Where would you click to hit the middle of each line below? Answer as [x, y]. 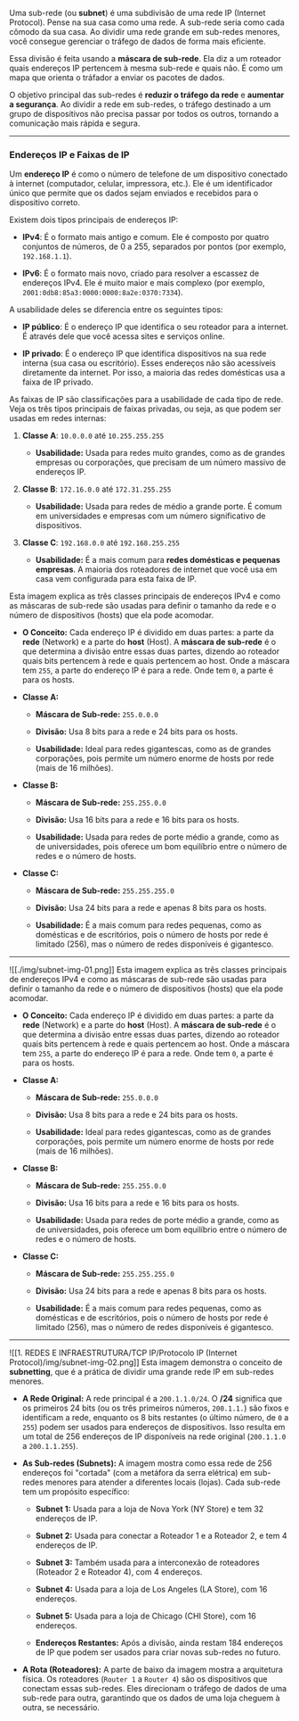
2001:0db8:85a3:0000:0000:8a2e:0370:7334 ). [103, 293]
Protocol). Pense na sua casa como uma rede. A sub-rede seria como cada [147, 22]
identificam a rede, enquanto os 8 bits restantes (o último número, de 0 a [155, 1418]
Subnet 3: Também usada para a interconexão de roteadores [147, 1563]
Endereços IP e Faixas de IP [69, 154]
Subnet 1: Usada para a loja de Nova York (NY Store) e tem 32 [149, 1509]
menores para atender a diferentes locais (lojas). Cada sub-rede [163, 1482]
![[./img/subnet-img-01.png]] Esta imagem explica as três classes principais [148, 970]
